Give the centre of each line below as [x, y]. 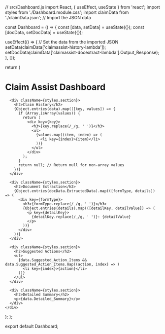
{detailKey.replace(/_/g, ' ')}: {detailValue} [81, 217]
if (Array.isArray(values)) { [49, 113]
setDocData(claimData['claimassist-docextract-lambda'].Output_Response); [82, 52]
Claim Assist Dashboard [55, 87]
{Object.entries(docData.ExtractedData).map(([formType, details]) [84, 191]
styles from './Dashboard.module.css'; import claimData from [67, 12]
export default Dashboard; [32, 326]
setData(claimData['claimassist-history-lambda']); [56, 47]
